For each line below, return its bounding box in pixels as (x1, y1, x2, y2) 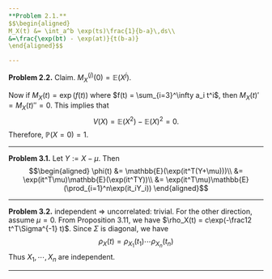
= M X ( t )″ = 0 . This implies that (8, 100, 109, 112)
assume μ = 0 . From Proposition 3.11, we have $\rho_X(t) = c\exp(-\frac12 (8, 215, 253, 225)
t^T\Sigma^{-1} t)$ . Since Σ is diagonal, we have (8, 223, 168, 233)
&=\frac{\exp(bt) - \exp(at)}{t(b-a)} (8, 34, 139, 43)
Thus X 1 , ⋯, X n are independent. (8, 252, 116, 264)
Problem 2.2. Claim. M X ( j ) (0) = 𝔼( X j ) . (8, 71, 132, 84)
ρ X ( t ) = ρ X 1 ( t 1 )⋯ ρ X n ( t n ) (98, 236, 174, 249)
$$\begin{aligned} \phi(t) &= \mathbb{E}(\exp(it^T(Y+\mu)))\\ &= (28, 166, 244, 175)
